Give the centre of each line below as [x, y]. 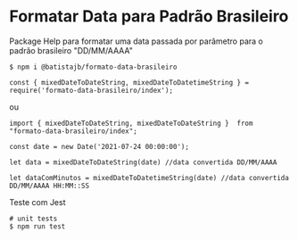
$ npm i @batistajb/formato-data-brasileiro [93, 67]
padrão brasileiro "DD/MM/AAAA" [71, 50]
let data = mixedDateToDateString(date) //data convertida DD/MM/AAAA [143, 162]
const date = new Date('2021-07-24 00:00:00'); [99, 146]
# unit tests [33, 219]
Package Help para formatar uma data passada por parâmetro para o [136, 41]
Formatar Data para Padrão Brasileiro [149, 17]
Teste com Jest [37, 202]
